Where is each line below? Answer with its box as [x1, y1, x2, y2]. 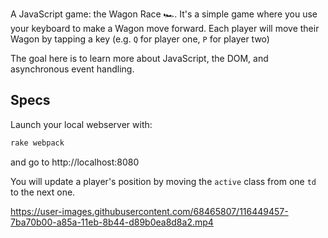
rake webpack [10, 138, 65, 148]
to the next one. [10, 186, 76, 198]
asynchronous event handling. [10, 63, 135, 75]
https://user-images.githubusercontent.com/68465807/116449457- [10, 205, 289, 217]
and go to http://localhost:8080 [10, 156, 140, 168]
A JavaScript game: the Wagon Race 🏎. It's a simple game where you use [10, 8, 318, 20]
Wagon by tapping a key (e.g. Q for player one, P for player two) [10, 33, 270, 45]
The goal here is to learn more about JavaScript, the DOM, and [10, 53, 269, 64]
